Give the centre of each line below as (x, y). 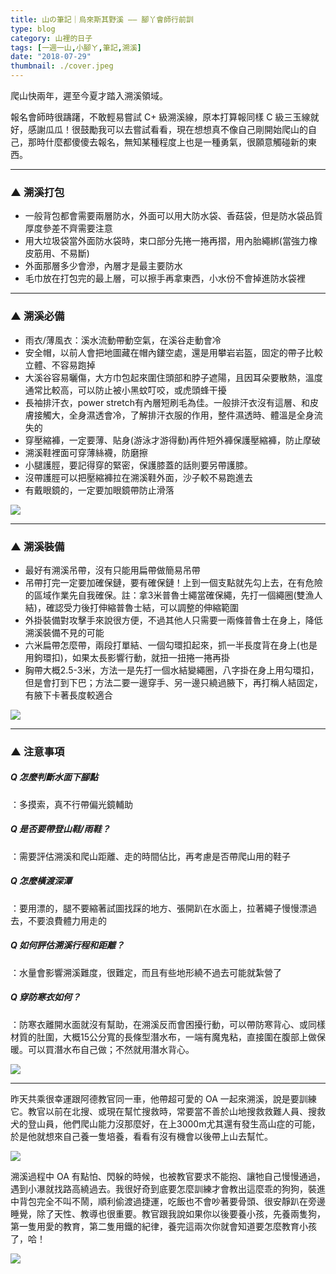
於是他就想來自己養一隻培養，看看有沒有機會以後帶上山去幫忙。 (141, 1136)
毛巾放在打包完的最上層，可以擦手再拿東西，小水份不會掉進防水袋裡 (165, 278)
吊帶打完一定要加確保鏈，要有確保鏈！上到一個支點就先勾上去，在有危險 (173, 582)
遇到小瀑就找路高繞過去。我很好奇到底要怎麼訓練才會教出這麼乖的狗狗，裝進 (168, 1188)
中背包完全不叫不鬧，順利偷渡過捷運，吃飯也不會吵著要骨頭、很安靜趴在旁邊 (168, 1201)
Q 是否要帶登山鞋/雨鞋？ (60, 829)
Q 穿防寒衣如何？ (46, 997)
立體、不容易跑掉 (60, 365)
